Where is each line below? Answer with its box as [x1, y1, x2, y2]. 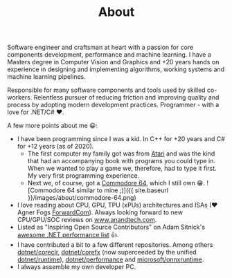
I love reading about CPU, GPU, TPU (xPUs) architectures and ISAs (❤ [17, 201, 218, 210]
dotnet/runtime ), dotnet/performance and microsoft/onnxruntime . [17, 255, 204, 263]
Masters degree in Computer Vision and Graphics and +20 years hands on [7, 58, 220, 66]
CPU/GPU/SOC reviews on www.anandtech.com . [17, 216, 157, 224]
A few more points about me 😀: [7, 122, 98, 130]
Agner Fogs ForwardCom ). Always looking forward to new [17, 208, 184, 216]
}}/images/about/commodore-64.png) [27, 194, 136, 202]
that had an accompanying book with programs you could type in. [27, 157, 216, 165]
